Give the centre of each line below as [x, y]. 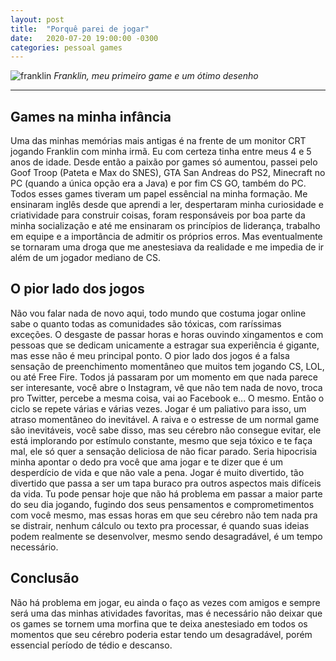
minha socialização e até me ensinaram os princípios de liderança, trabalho [165, 226]
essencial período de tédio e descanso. [91, 645]
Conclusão [45, 578]
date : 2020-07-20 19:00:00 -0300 [84, 38]
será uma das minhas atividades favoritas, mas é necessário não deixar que [166, 613]
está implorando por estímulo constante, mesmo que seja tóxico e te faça [161, 440]
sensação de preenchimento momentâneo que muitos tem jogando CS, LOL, [167, 366]
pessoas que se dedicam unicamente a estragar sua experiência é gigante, [165, 345]
